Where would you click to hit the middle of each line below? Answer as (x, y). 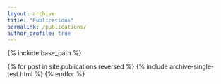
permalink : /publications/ (47, 27)
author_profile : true (39, 33)
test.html (20, 74)
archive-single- (191, 66)
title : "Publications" (41, 20)
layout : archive (31, 14)
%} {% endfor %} (60, 74)
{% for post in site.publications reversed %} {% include (88, 66)
